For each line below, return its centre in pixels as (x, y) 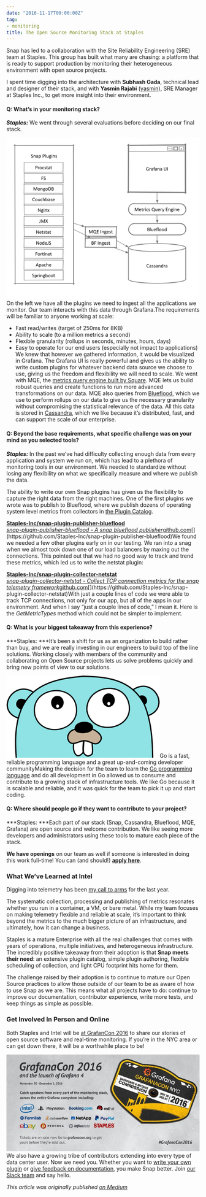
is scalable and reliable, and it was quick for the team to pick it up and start (101, 788)
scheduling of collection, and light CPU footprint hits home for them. (93, 966)
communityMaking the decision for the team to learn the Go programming (99, 768)
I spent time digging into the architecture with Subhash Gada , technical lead (103, 82)
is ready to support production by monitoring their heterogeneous (89, 64)
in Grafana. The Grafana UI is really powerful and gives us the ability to (105, 361)
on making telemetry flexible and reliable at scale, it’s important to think (96, 915)
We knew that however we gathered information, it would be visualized (105, 354)
